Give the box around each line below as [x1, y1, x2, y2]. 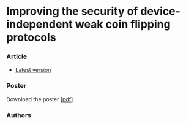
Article [6, 52, 28, 61]
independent [6, 17, 73, 31]
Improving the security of [6, 4, 138, 18]
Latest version [15, 66, 51, 74]
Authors [6, 110, 32, 119]
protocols [6, 31, 56, 44]
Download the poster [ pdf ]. [6, 95, 75, 103]
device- [140, 4, 180, 18]
